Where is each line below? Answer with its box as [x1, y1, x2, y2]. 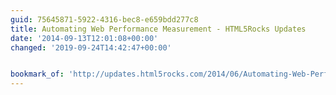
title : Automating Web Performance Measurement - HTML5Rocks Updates [10, 24, 307, 34]
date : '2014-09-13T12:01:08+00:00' [10, 33, 159, 43]
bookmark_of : [10, 69, 65, 80]
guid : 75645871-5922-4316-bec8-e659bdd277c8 [10, 14, 199, 25]
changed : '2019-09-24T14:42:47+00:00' [10, 42, 172, 53]
